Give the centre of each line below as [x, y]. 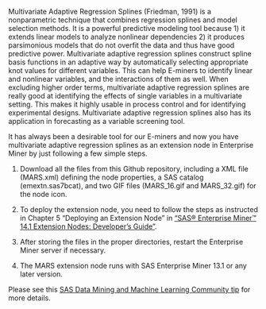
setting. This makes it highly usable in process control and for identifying [127, 104]
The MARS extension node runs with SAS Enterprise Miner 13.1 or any [133, 266]
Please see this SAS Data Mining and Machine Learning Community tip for [129, 290]
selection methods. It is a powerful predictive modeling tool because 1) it [127, 28]
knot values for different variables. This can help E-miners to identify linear [131, 70]
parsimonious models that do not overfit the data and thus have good [121, 45]
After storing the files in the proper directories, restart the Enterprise [131, 242]
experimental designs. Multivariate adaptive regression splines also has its [130, 113]
